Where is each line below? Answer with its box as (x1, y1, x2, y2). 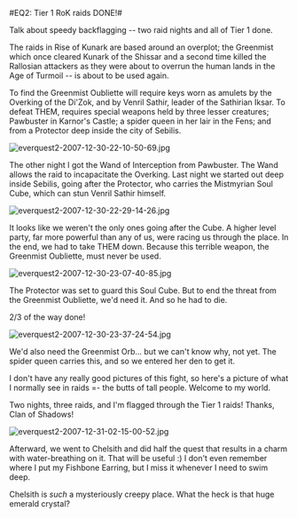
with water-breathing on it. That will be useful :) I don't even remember (9, 453, 268, 463)
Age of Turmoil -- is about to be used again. (9, 70, 169, 81)
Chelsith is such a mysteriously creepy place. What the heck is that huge (9, 489, 275, 499)
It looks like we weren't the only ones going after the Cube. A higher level (9, 222, 277, 233)
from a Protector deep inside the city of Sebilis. (9, 125, 182, 136)
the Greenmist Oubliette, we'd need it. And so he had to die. (9, 295, 228, 305)
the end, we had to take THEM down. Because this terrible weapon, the (9, 242, 270, 251)
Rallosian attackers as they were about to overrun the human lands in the (9, 61, 276, 71)
